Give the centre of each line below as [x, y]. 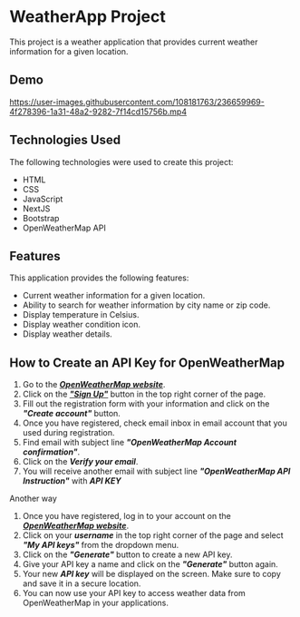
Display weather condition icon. [81, 325]
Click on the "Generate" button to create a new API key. [127, 554]
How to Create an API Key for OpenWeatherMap [147, 362]
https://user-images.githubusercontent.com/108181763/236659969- [137, 102]
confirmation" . [51, 452]
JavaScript [43, 199]
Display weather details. [68, 334]
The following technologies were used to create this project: [121, 162]
